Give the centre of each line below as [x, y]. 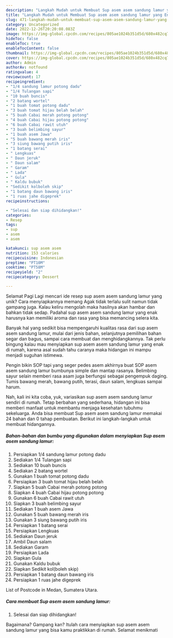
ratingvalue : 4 [22, 72]
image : [13, 34]
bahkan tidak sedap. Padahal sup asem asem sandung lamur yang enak [82, 312]
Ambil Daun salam [32, 541]
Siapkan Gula [27, 558]
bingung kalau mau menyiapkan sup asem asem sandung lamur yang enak [85, 344]
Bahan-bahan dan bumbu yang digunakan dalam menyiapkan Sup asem [85, 436]
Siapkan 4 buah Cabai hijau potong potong [59, 492]
